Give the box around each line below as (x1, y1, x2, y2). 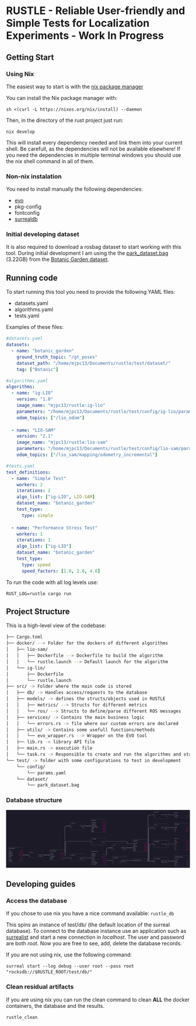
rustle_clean (6, 1014, 38, 1020)
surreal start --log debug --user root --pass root (6, 963, 134, 969)
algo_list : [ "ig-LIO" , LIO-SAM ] (16, 494, 95, 500)
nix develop (6, 129, 35, 135)
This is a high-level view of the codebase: (6, 622, 107, 629)
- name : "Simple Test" (11, 475, 66, 481)
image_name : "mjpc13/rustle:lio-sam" (16, 440, 108, 445)
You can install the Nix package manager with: (6, 94, 118, 101)
